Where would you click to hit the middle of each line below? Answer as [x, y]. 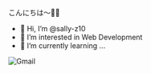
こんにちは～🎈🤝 [34, 12]
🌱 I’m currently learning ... [63, 46]
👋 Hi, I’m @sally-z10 [53, 28]
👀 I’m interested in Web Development [81, 37]
